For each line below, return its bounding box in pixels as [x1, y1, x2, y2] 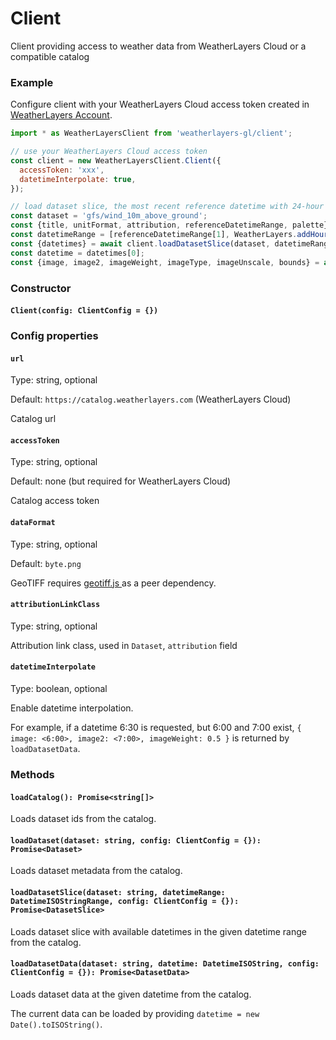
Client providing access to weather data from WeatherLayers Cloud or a [10, 40, 307, 52]
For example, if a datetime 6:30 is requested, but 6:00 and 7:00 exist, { [10, 722, 302, 734]
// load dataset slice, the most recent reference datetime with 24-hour [10, 202, 325, 212]
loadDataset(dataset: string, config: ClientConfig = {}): [10, 835, 262, 846]
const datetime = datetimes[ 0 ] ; [10, 248, 145, 258]
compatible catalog [10, 50, 90, 62]
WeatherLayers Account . [10, 109, 113, 121]
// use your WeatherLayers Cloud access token [10, 147, 208, 157]
